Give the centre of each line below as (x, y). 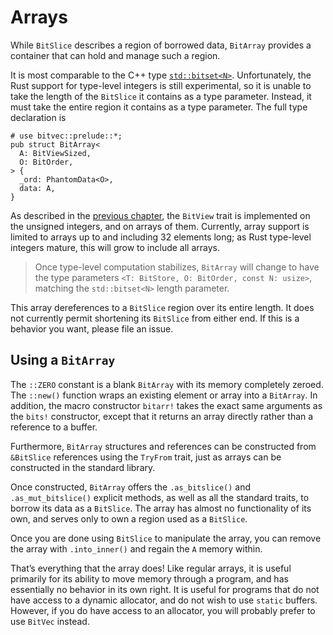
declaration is (38, 117)
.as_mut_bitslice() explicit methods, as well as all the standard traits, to (160, 497)
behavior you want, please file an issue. (92, 328)
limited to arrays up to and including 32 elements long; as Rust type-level (161, 237)
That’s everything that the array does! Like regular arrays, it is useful (151, 568)
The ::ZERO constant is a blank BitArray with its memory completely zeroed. (167, 384)
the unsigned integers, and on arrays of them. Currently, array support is (160, 226)
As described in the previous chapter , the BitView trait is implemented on (160, 215)
